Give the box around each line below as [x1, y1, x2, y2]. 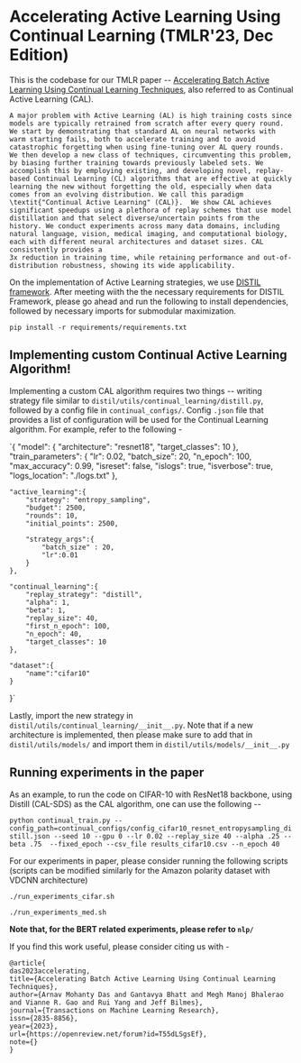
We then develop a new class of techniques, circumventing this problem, [9, 151, 293, 160]
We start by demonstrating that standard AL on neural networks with [9, 126, 277, 136]
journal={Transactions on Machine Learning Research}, [9, 1005, 220, 1015]
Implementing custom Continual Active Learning [9, 347, 287, 362]
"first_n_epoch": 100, [25, 621, 111, 630]
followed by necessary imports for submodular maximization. [9, 305, 237, 316]
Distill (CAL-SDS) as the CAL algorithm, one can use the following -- [9, 798, 261, 809]
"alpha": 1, [25, 598, 70, 607]
